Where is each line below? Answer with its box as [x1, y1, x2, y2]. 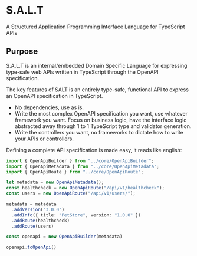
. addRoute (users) [11, 223, 54, 229]
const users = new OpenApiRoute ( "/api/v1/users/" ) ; [6, 191, 136, 196]
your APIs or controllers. [14, 135, 74, 142]
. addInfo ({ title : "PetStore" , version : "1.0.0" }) [11, 212, 142, 218]
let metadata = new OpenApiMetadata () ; [6, 179, 104, 186]
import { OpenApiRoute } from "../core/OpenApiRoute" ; [6, 169, 144, 175]
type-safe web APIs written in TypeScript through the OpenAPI [6, 68, 159, 76]
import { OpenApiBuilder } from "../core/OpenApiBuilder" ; [6, 157, 155, 164]
